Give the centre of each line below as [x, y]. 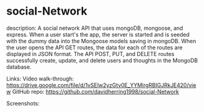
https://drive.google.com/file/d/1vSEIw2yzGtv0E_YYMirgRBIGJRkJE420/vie [101, 85]
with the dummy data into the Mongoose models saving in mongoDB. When [101, 41]
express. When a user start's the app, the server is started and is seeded [98, 34]
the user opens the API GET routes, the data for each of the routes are [95, 47]
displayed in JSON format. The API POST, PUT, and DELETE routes [90, 54]
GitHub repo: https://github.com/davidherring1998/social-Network [95, 91]
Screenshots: [23, 103]
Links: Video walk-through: [40, 79]
